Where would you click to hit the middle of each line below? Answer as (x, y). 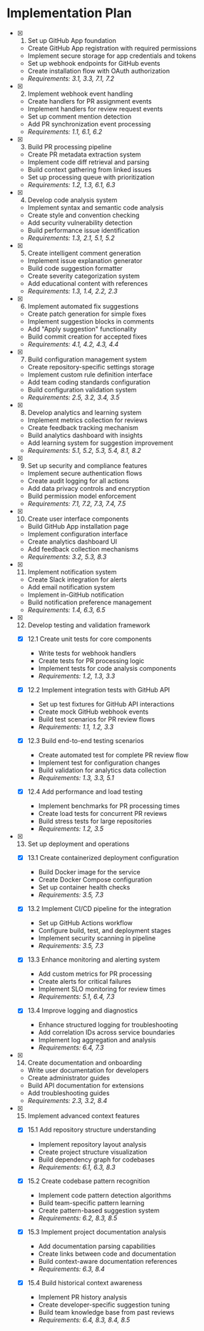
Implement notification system (72, 572)
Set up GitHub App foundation (72, 40)
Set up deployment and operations (78, 844)
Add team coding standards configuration (89, 382)
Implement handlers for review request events (95, 109)
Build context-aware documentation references (108, 1261)
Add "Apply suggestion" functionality (82, 329)
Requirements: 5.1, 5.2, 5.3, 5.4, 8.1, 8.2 (85, 450)
